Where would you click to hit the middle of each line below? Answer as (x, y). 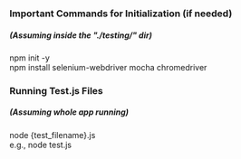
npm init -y (29, 58)
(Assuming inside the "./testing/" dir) (81, 35)
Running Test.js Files (56, 90)
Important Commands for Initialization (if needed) (121, 14)
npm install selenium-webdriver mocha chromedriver (108, 67)
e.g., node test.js (41, 145)
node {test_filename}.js (53, 135)
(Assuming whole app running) (69, 112)
